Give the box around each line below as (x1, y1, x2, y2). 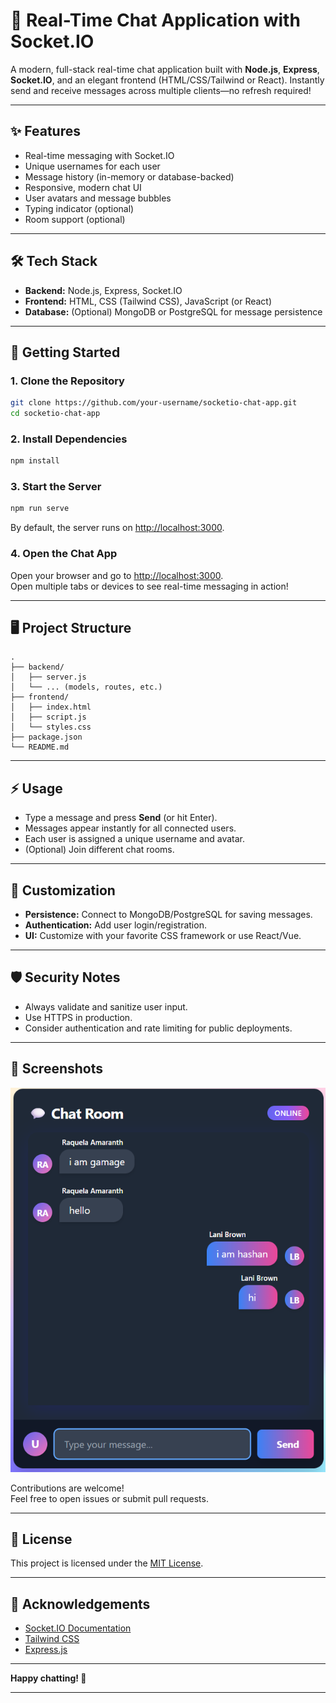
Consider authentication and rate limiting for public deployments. (24, 1022, 293, 1034)
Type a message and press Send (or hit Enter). (24, 812, 218, 824)
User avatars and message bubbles (24, 192, 172, 204)
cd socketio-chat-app (10, 409, 101, 419)
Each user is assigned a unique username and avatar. (24, 833, 246, 845)
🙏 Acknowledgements (10, 1595, 151, 1613)
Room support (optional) (24, 213, 126, 225)
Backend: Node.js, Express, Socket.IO (24, 284, 183, 296)
